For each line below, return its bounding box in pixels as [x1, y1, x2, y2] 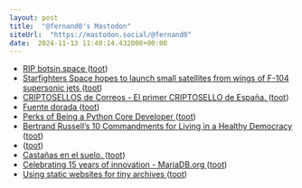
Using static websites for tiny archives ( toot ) [22, 169, 188, 180]
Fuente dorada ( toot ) [22, 101, 100, 113]
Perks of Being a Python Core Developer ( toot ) [22, 111, 196, 122]
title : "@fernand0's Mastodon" [9, 22, 131, 31]
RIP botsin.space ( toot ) [22, 63, 109, 74]
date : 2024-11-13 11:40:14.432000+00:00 [9, 38, 168, 48]
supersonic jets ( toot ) [22, 82, 103, 93]
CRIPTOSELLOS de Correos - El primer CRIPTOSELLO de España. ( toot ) [22, 92, 289, 103]
